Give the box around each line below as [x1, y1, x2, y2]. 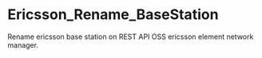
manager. [7, 40, 39, 49]
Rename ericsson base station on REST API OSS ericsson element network [7, 32, 254, 41]
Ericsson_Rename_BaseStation [7, 6, 219, 24]
